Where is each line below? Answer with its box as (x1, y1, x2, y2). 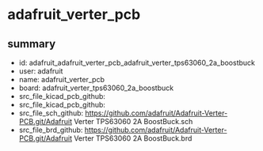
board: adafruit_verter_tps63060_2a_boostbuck (18, 83, 174, 92)
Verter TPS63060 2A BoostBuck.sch (74, 117, 193, 126)
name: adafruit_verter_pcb (18, 75, 105, 84)
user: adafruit (18, 66, 63, 76)
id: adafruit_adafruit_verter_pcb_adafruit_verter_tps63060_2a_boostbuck (18, 58, 255, 67)
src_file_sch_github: (18, 108, 84, 118)
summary (7, 37, 56, 51)
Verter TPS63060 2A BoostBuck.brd (74, 134, 192, 143)
